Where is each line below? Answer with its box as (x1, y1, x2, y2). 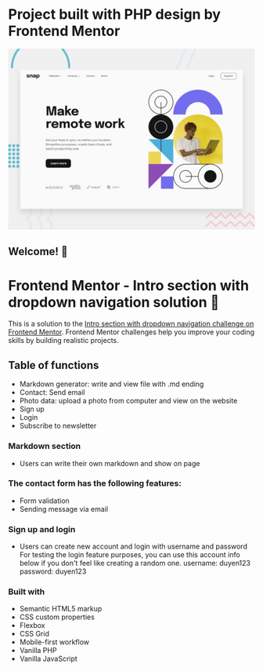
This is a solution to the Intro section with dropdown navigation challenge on (8, 319, 254, 329)
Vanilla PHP (19, 646, 57, 655)
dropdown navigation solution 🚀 (8, 293, 220, 311)
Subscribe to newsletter (19, 421, 97, 431)
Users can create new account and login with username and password (19, 542, 248, 551)
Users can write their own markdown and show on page (19, 458, 200, 468)
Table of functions (8, 359, 99, 372)
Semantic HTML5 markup (19, 604, 103, 614)
